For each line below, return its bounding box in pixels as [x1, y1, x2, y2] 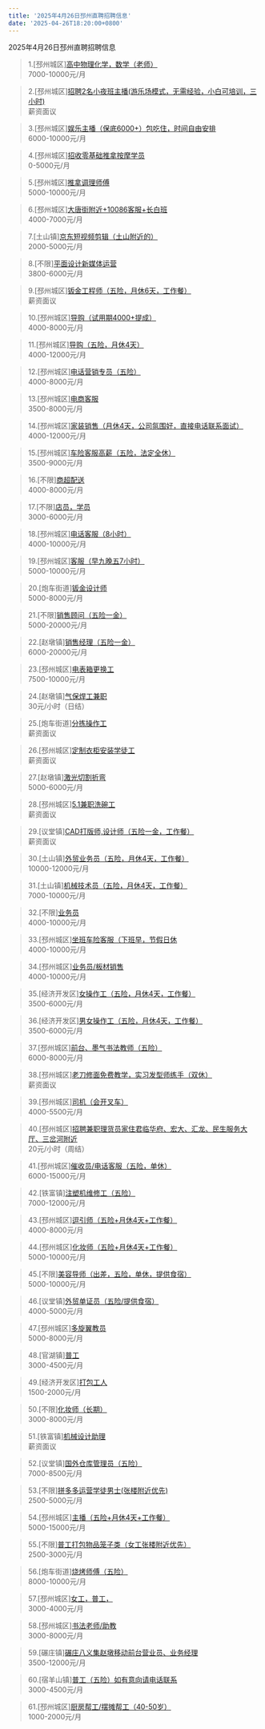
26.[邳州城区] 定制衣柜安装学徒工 [27, 745, 135, 755]
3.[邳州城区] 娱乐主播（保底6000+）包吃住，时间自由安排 [27, 123, 216, 133]
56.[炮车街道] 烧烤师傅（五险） [27, 1566, 128, 1576]
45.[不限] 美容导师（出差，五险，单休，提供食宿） [27, 1269, 192, 1279]
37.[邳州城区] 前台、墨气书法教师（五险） [27, 1042, 163, 1052]
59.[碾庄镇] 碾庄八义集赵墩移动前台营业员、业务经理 [27, 1647, 199, 1657]
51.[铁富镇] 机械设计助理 [27, 1431, 106, 1441]
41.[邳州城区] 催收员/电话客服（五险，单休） [27, 1161, 172, 1171]
